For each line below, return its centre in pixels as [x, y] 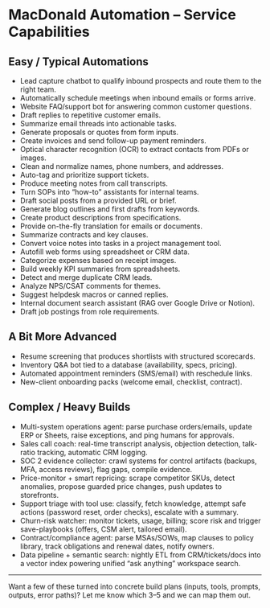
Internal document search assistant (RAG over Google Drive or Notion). [137, 303]
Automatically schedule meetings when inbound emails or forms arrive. [138, 98]
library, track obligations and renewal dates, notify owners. [117, 546]
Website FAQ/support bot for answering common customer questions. [135, 107]
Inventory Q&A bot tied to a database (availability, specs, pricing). [128, 364]
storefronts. [39, 495]
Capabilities [49, 32]
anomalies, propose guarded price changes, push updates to [121, 486]
